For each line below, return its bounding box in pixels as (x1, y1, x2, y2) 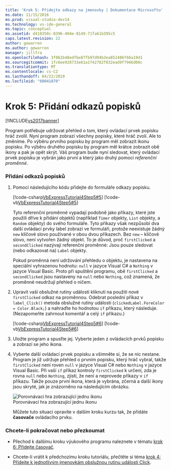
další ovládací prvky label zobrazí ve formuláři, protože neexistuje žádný (12, 226, 165, 232)
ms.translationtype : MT (5, 64, 56, 69)
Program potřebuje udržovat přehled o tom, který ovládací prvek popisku (5, 127, 159, 133)
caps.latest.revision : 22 (5, 36, 60, 41)
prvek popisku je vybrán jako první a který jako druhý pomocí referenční (5, 154, 157, 161)
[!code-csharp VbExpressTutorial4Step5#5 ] (12, 194, 104, 200)
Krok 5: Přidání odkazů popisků (5, 101, 141, 112)
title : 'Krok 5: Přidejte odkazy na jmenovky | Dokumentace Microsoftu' (5, 7, 163, 13)
